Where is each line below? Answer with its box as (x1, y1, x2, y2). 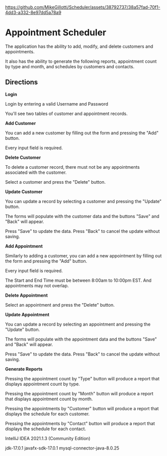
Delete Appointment (5, 292, 48, 298)
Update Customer (5, 189, 43, 195)
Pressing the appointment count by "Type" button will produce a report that (5, 375, 160, 381)
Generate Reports (5, 366, 43, 372)
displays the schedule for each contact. (5, 426, 86, 432)
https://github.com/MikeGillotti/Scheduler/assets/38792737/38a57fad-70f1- (5, 4, 161, 10)
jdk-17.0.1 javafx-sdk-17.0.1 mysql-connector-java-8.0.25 (5, 445, 119, 451)
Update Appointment (5, 311, 50, 318)
